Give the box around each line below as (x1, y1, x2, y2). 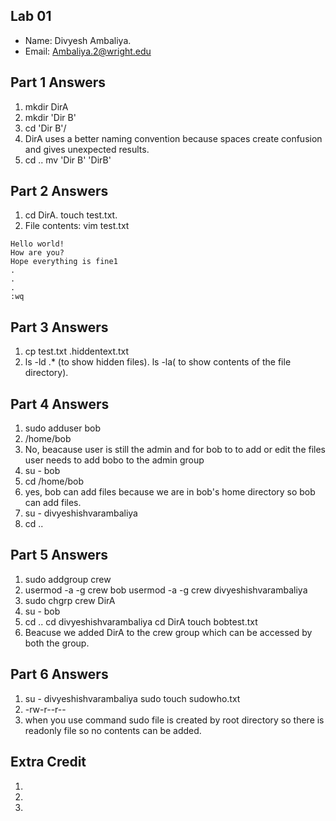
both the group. (24, 637, 90, 649)
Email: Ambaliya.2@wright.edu (24, 45, 152, 57)
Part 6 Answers (10, 666, 109, 683)
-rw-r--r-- (24, 703, 67, 715)
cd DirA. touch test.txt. (24, 209, 118, 221)
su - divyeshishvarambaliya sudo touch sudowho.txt (24, 692, 241, 704)
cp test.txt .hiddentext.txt (24, 345, 130, 358)
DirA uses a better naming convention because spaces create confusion (24, 132, 323, 144)
